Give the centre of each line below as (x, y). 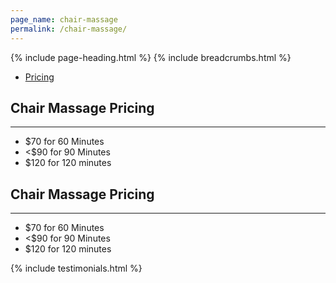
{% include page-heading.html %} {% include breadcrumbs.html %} (151, 57)
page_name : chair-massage (64, 19)
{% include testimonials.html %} (76, 268)
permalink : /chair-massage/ (69, 29)
